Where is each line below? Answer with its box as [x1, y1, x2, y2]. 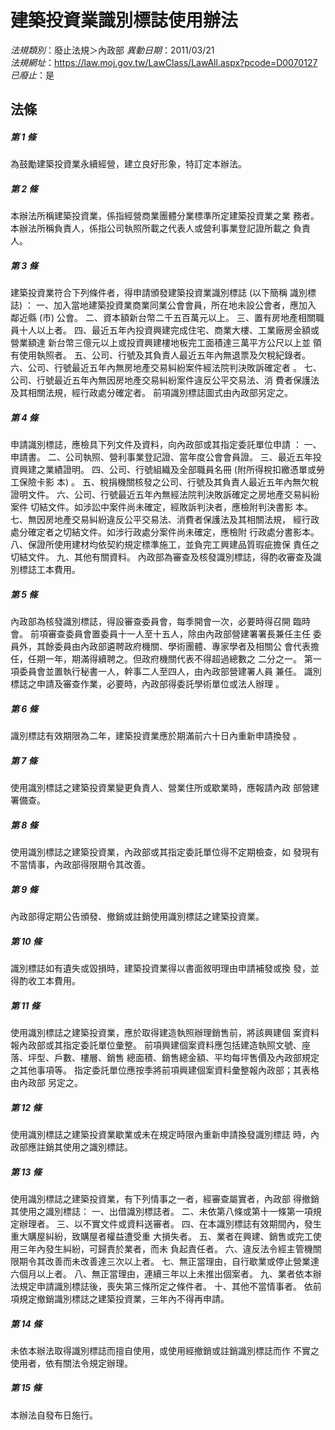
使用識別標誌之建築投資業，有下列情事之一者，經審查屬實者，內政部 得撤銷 [10, 1192, 320, 1205]
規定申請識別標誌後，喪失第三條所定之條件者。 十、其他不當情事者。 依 [18, 1280, 313, 1292]
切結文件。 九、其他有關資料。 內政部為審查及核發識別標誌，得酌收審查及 [10, 551, 313, 563]
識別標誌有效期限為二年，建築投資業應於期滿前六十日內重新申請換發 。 [10, 730, 302, 742]
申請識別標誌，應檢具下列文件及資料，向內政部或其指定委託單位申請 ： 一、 [10, 439, 322, 451]
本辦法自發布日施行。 [10, 1409, 98, 1421]
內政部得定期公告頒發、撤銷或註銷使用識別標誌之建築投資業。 [10, 911, 265, 923]
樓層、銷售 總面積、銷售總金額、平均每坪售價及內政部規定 [79, 1051, 320, 1063]
